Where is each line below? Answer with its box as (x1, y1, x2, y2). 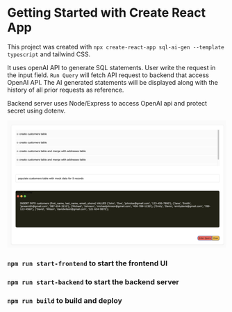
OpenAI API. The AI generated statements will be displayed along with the (7, 78, 219, 86)
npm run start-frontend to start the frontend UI (7, 258, 168, 268)
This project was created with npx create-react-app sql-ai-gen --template (7, 42, 224, 51)
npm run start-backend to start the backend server (7, 277, 179, 287)
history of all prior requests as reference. (7, 85, 124, 94)
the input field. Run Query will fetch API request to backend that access (7, 71, 210, 79)
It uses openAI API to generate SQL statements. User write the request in (7, 63, 216, 72)
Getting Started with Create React (7, 5, 206, 21)
